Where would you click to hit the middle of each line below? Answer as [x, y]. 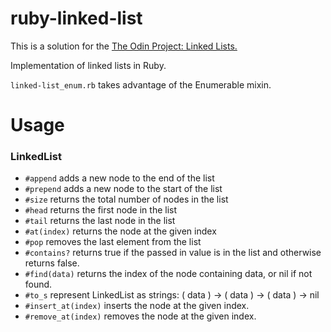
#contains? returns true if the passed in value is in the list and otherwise [173, 253]
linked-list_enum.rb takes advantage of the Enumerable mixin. [141, 84]
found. [38, 284]
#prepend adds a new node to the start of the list [123, 189]
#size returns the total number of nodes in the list [126, 199]
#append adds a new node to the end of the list [119, 178]
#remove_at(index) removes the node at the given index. [140, 316]
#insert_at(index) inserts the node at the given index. [137, 306]
